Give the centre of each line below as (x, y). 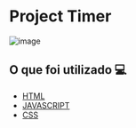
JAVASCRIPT (46, 105)
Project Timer (60, 16)
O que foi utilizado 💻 (68, 70)
